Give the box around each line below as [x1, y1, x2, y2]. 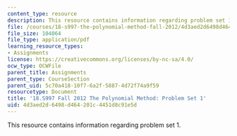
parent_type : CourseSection [7, 75, 90, 83]
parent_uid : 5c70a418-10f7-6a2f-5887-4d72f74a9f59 [7, 82, 159, 89]
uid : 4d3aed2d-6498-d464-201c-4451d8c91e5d [7, 102, 138, 109]
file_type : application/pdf [7, 36, 90, 43]
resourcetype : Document [7, 88, 78, 95]
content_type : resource [7, 10, 78, 18]
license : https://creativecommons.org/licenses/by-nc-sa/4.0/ [7, 56, 194, 63]
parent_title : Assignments [7, 69, 87, 76]
